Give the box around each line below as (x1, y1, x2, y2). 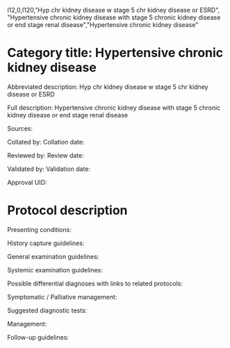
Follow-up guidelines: (7, 333, 69, 341)
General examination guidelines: (7, 252, 99, 260)
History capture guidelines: (7, 239, 85, 247)
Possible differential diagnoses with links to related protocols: (7, 279, 183, 288)
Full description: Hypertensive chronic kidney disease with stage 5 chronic (7, 103, 221, 112)
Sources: (7, 124, 33, 133)
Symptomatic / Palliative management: (7, 292, 117, 301)
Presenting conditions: (7, 225, 72, 233)
